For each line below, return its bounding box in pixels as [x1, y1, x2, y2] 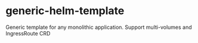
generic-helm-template [5, 4, 125, 18]
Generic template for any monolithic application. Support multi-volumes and [5, 24, 192, 31]
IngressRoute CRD [5, 29, 51, 37]
